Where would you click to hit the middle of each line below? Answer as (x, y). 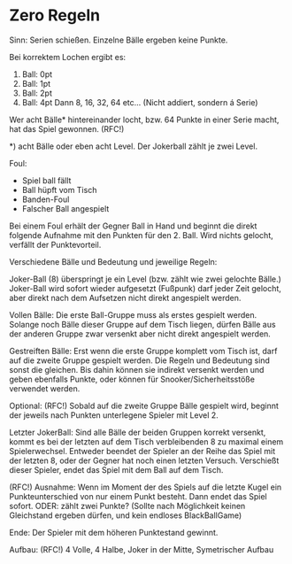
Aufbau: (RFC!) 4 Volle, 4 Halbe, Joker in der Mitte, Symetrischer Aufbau (142, 549)
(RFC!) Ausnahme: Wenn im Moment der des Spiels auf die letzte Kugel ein (146, 487)
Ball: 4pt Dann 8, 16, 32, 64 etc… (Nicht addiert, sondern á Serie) (140, 102)
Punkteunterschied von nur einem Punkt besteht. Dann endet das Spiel (138, 496)
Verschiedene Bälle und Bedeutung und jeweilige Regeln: (113, 261)
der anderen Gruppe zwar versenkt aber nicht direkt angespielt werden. (140, 334)
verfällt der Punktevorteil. (55, 244)
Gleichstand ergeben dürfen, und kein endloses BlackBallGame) (126, 515)
